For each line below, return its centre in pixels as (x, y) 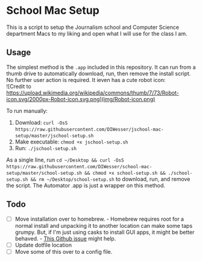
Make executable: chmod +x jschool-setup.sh (71, 142)
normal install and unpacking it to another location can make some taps (104, 225)
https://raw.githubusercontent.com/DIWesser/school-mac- (79, 166)
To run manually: (27, 111)
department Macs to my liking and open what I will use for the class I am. (97, 33)
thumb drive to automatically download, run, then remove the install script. (99, 74)
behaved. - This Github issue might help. (65, 238)
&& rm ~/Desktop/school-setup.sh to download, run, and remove (110, 179)
